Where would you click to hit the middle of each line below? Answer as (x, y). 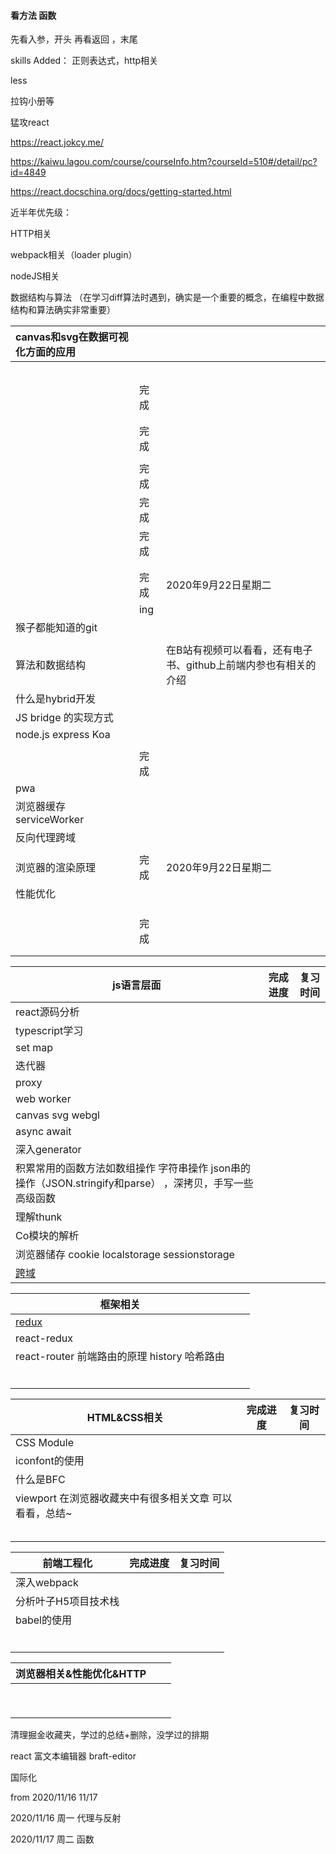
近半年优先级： (41, 212)
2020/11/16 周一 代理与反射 (66, 1818)
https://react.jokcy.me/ (57, 142)
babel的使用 (43, 1620)
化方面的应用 (46, 352)
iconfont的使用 (50, 1461)
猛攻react (30, 122)
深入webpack (47, 1583)
